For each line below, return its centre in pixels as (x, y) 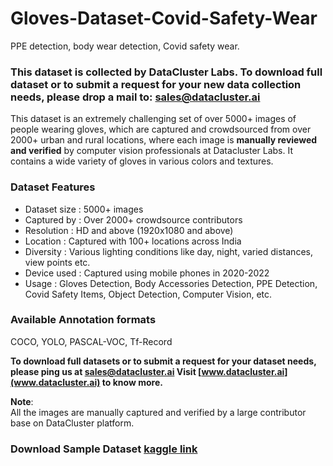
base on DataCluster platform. (72, 423)
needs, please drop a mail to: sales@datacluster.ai (135, 97)
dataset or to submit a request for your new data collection (156, 84)
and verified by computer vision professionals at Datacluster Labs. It (152, 151)
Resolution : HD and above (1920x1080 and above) (129, 230)
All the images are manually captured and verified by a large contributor (158, 412)
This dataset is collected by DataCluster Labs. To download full (166, 72)
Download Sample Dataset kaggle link (104, 449)
